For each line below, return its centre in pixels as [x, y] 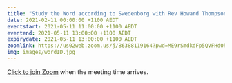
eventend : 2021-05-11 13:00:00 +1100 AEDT [69, 33]
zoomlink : [21, 46]
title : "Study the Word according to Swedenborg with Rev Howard [103, 13]
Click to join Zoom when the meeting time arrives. [78, 72]
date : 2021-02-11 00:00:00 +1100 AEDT [63, 20]
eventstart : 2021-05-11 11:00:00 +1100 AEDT [72, 26]
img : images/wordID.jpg [41, 53]
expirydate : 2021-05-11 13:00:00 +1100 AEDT [72, 39]
